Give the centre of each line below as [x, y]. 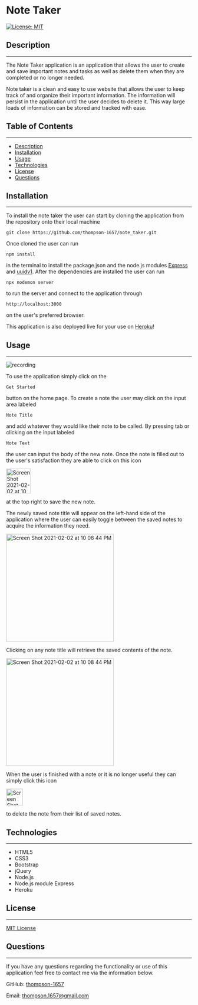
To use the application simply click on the [57, 377]
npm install [21, 254]
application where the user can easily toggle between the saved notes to [94, 519]
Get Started [21, 387]
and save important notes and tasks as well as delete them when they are [95, 71]
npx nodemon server [30, 283]
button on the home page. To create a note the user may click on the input [96, 398]
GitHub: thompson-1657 [35, 984]
